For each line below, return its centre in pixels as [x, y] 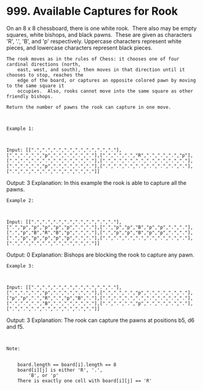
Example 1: [20, 129]
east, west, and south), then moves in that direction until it [101, 69]
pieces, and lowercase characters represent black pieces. [79, 48]
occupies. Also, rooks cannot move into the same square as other [105, 91]
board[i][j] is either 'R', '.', [60, 370]
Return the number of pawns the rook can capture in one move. [89, 107]
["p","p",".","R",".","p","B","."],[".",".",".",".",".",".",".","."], [100, 298]
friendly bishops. [30, 96]
